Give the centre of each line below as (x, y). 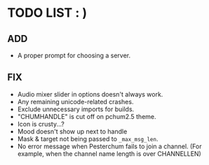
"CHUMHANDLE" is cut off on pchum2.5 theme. (87, 116)
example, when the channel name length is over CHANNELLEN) (109, 153)
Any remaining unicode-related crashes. (75, 101)
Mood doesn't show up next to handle (72, 131)
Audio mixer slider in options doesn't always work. (90, 94)
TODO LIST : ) (47, 13)
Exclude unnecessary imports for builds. (76, 109)
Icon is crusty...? (41, 124)
